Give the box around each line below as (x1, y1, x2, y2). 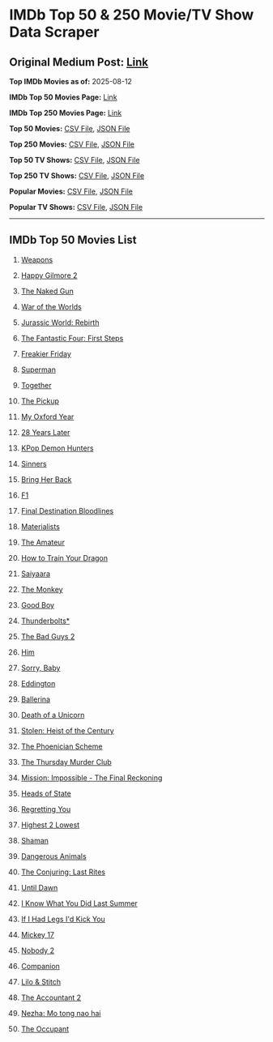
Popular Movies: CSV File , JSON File (9, 186, 133, 196)
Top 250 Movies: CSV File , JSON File (9, 139, 134, 149)
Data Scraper (9, 23, 100, 41)
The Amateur (20, 537, 66, 547)
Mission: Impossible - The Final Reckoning (20, 772, 163, 783)
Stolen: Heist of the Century (20, 725, 114, 735)
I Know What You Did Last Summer (20, 898, 139, 908)
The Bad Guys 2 (20, 631, 75, 641)
